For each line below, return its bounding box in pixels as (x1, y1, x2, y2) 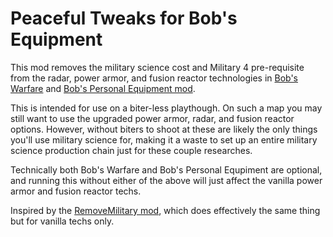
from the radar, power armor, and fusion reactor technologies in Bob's (10, 72, 299, 84)
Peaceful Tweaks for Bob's (10, 7, 238, 30)
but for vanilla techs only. (10, 215, 115, 227)
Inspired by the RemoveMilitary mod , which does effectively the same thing (10, 204, 321, 216)
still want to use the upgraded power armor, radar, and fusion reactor (10, 112, 295, 124)
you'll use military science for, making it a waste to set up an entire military (10, 133, 318, 146)
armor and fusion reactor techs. (10, 185, 142, 197)
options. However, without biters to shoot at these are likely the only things (10, 123, 318, 135)
